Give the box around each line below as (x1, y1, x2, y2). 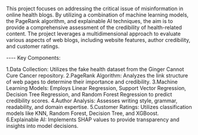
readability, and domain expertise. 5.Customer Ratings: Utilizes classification (6, 104, 192, 110)
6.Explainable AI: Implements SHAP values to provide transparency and (6, 116, 180, 123)
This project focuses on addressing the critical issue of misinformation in (6, 5, 184, 12)
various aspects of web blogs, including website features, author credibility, (6, 37, 191, 43)
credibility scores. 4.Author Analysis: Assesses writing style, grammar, (6, 97, 178, 104)
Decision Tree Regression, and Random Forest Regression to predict (6, 91, 173, 98)
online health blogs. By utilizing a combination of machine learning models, (6, 11, 189, 18)
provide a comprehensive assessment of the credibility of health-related (6, 24, 182, 31)
